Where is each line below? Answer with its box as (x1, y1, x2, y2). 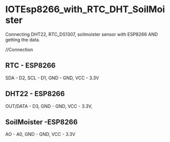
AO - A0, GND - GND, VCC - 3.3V (5, 131, 76, 137)
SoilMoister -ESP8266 (5, 118, 78, 126)
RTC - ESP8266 (5, 61, 56, 70)
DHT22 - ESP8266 (5, 90, 65, 98)
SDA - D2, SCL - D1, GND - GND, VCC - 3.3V (5, 75, 99, 81)
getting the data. (5, 37, 40, 43)
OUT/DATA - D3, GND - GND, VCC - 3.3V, (5, 103, 93, 109)
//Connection (5, 46, 33, 52)
